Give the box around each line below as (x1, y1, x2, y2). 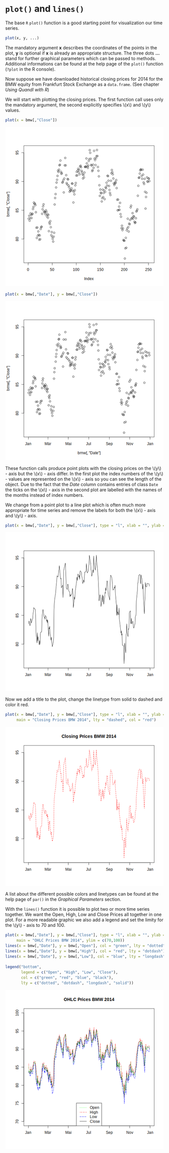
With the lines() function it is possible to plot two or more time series (5, 906, 150, 912)
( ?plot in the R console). (5, 66, 56, 72)
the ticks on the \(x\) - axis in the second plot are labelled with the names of (5, 487, 162, 493)
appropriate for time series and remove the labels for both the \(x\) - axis (5, 507, 156, 513)
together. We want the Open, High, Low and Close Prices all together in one (5, 912, 162, 918)
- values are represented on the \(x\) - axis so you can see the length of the (5, 476, 162, 482)
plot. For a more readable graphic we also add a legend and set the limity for (5, 917, 163, 923)
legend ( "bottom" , (5, 965, 42, 970)
